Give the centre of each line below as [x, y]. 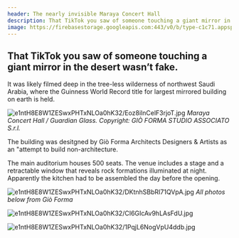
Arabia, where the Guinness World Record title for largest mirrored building [117, 92]
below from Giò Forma [40, 200]
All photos [210, 192]
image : [17, 27]
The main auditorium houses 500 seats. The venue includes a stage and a [116, 163]
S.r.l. [14, 128]
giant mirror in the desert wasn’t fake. [93, 67]
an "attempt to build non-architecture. [63, 149]
